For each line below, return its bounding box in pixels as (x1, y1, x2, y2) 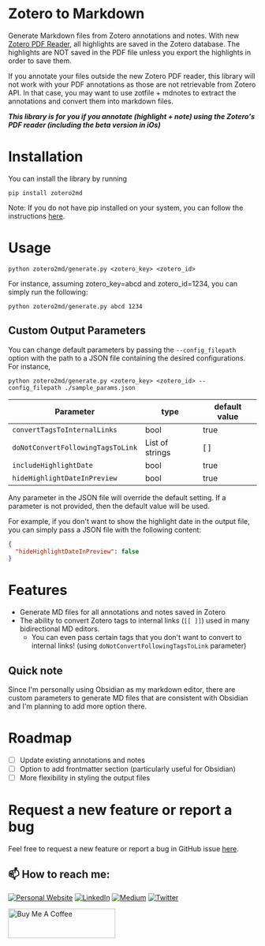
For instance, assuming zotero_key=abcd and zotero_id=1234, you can (8, 279, 238, 288)
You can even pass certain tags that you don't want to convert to (31, 633, 242, 642)
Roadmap (8, 729, 73, 747)
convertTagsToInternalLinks (12, 425, 118, 434)
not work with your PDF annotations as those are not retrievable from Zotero (8, 80, 256, 89)
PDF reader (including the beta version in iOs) (8, 120, 161, 129)
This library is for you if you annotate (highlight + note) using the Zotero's (8, 111, 256, 121)
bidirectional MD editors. (19, 624, 100, 634)
